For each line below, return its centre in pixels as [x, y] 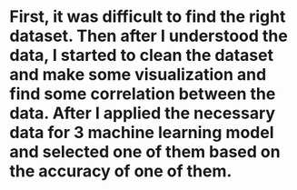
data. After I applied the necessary [142, 113]
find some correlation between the [143, 94]
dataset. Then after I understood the [148, 36]
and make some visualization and [138, 75]
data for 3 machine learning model [142, 133]
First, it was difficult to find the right [148, 17]
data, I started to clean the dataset [142, 55]
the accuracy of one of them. [121, 171]
